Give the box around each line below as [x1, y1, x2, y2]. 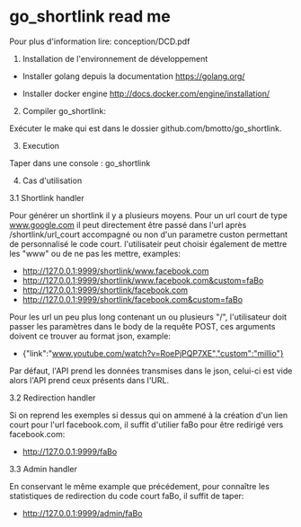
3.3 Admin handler [9, 463, 78, 474]
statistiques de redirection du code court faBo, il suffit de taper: [9, 490, 244, 501]
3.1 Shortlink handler [9, 192, 84, 203]
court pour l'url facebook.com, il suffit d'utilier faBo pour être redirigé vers [9, 419, 284, 430]
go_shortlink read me [9, 6, 171, 27]
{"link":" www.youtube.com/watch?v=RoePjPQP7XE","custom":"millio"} [22, 347, 284, 358]
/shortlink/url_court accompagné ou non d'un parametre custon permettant [9, 229, 288, 240]
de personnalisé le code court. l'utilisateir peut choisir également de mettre [9, 238, 288, 249]
